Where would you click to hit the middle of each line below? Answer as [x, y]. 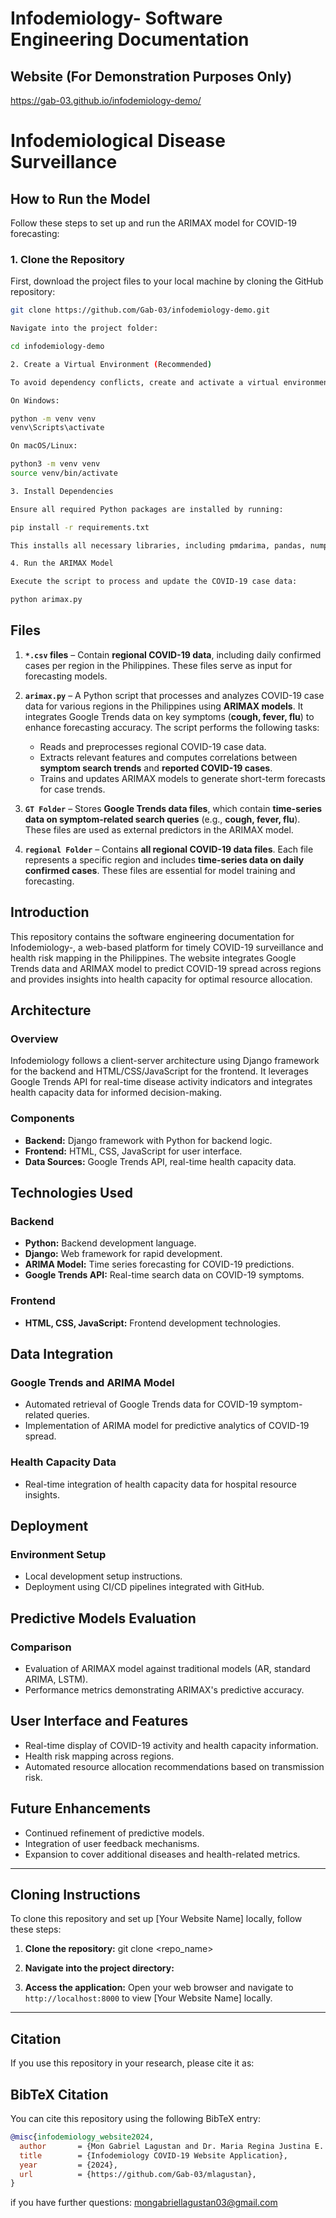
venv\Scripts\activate [57, 428]
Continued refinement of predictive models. [114, 1833]
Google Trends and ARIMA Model [92, 1382]
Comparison [41, 1647]
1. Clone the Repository [67, 259]
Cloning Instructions [75, 1895]
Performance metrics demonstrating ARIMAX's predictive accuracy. [164, 1690]
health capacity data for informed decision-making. [116, 1093]
